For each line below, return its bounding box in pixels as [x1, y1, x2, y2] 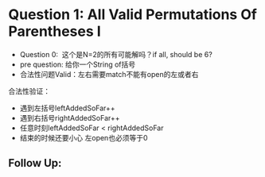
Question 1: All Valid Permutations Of [8, 6, 257, 24]
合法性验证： [8, 86, 50, 96]
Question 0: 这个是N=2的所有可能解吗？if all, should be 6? [19, 49, 212, 59]
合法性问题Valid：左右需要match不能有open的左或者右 [19, 69, 199, 79]
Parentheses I [8, 22, 101, 40]
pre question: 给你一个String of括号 [19, 60, 136, 69]
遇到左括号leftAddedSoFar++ [19, 103, 115, 113]
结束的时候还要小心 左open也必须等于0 [19, 133, 148, 142]
